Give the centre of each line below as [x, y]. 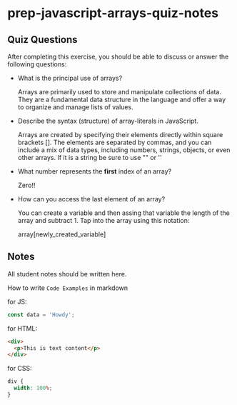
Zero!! [26, 185]
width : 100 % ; [33, 388]
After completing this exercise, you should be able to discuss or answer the [118, 56]
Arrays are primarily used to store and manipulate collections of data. [119, 92]
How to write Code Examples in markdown [68, 288]
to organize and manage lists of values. [75, 107]
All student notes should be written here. [67, 274]
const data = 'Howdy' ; [41, 315]
